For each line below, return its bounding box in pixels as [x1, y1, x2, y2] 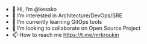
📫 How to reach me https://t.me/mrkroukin [11, 32, 119, 38]
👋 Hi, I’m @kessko [11, 6, 57, 12]
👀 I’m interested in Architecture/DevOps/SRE [11, 12, 122, 19]
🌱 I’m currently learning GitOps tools [11, 18, 102, 25]
